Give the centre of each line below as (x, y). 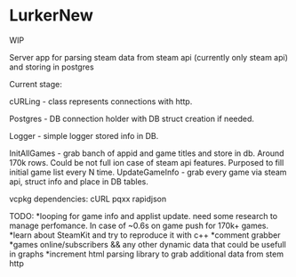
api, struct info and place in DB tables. (79, 181)
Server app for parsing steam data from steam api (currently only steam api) (149, 57)
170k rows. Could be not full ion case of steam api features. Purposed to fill (147, 162)
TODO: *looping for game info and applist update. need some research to (144, 216)
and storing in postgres (52, 67)
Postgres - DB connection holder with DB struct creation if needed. (132, 118)
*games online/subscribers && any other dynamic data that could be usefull (148, 244)
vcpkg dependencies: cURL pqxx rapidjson (88, 199)
